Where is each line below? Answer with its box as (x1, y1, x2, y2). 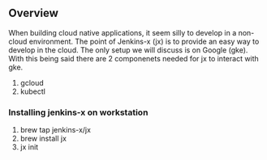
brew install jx (19, 133, 67, 144)
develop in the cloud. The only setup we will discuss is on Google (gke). (8, 44, 248, 55)
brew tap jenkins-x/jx (19, 125, 92, 135)
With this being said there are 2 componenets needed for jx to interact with (8, 53, 260, 63)
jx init (19, 142, 39, 152)
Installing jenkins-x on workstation (8, 107, 149, 118)
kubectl (19, 86, 46, 96)
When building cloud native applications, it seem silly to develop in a (8, 27, 237, 37)
